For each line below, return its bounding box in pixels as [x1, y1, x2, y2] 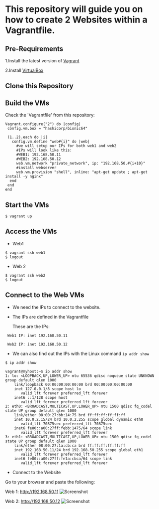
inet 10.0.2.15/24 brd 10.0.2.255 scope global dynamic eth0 [14, 417, 143, 422]
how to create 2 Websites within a [5, 14, 148, 25]
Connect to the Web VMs [5, 291, 84, 300]
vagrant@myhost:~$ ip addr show [5, 369, 72, 374]
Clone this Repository [5, 82, 74, 90]
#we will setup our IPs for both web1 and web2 [16, 144, 117, 149]
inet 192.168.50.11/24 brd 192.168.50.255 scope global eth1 [14, 447, 143, 452]
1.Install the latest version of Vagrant [5, 58, 79, 63]
